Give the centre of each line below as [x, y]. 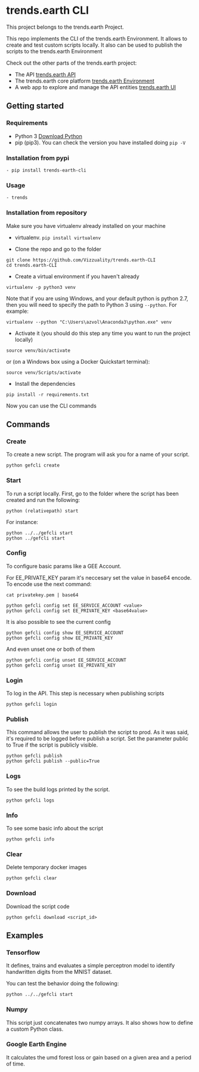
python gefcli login [32, 704]
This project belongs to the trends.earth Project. [65, 27]
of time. [15, 1064]
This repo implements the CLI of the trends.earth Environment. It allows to [97, 38]
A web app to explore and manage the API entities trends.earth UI [95, 87]
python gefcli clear [32, 878]
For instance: [22, 522]
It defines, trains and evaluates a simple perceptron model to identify [91, 966]
